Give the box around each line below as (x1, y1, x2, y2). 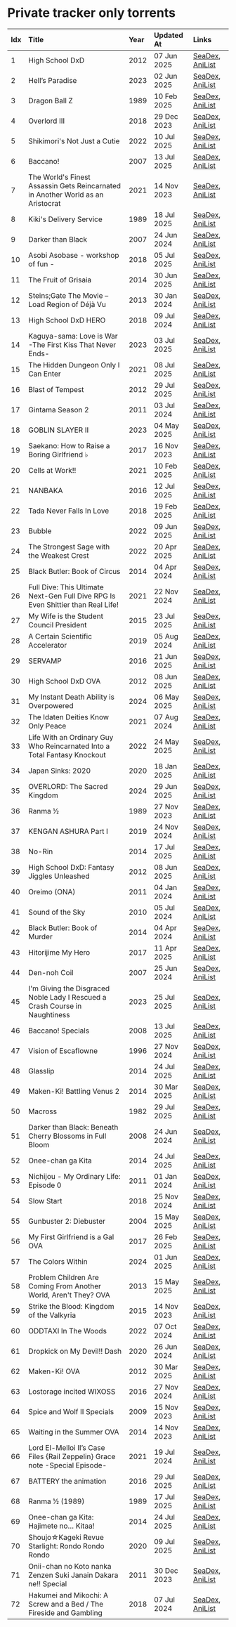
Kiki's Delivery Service (27, 214, 103, 224)
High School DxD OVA (27, 676, 101, 686)
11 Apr (153, 943, 177, 953)
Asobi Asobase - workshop (27, 250, 119, 260)
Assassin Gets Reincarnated (27, 181, 122, 190)
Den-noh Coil (27, 967, 74, 977)
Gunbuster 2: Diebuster (27, 1216, 105, 1226)
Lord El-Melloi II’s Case (27, 1442, 105, 1452)
